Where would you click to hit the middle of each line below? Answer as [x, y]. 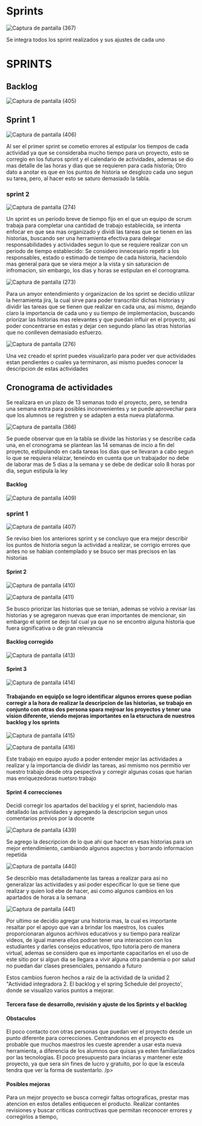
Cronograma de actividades [60, 388]
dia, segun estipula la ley [37, 471]
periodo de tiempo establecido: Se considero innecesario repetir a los [93, 251]
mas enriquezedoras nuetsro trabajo [51, 778]
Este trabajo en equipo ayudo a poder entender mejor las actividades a [94, 759]
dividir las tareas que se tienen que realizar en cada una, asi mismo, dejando [101, 307]
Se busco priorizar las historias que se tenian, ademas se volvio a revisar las [101, 609]
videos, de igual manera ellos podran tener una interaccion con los [89, 940]
